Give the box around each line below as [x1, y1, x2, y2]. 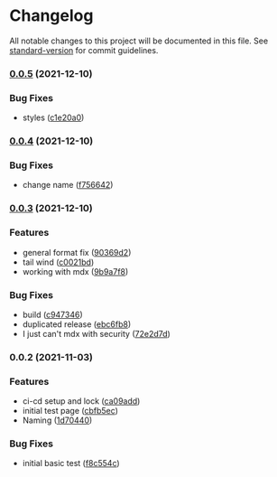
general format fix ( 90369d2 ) [22, 247, 132, 257]
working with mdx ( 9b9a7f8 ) [22, 266, 129, 276]
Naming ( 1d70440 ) [22, 415, 93, 426]
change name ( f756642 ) [22, 180, 114, 191]
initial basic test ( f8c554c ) [22, 458, 120, 469]
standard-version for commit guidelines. [9, 44, 159, 55]
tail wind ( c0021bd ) [22, 257, 95, 267]
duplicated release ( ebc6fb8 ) [22, 318, 132, 330]
